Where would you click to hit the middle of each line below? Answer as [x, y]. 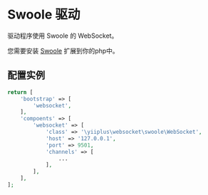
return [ [20, 92]
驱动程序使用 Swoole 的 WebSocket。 [63, 36]
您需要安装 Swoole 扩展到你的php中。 [63, 51]
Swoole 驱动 [44, 15]
